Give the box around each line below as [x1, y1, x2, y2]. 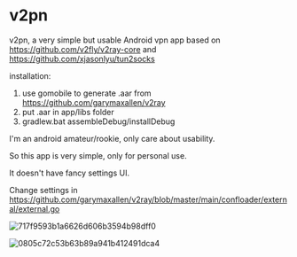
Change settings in [9, 184, 78, 195]
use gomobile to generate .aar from [21, 88, 152, 98]
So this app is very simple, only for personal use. [9, 150, 188, 160]
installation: [9, 70, 51, 81]
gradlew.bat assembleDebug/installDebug [21, 116, 176, 127]
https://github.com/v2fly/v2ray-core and [9, 43, 157, 54]
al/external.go [9, 203, 60, 214]
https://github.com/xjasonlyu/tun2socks [9, 53, 155, 64]
